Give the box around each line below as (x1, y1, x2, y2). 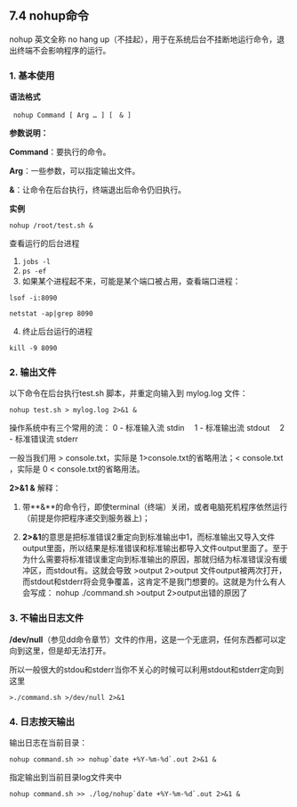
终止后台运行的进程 (21, 326, 93, 337)
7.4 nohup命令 (9, 8, 90, 24)
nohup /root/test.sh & (9, 221, 93, 230)
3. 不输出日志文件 (9, 612, 84, 624)
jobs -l (21, 258, 51, 267)
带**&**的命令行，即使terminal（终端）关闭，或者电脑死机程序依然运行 (21, 502, 288, 513)
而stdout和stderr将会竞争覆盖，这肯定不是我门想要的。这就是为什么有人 (21, 576, 286, 587)
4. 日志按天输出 (9, 715, 76, 728)
